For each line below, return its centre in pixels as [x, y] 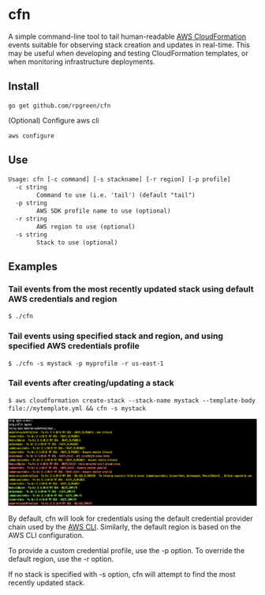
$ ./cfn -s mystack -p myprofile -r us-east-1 [86, 363]
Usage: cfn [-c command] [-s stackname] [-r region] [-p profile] [119, 179]
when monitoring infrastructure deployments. [82, 62]
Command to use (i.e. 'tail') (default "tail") [116, 195]
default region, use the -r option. [61, 559]
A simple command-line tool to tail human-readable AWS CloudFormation [127, 36]
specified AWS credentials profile [74, 346]
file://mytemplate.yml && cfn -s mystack [77, 409]
